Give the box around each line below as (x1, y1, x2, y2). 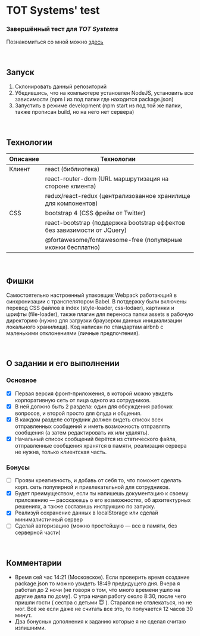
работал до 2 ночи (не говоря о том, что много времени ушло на (14, 587, 180, 594)
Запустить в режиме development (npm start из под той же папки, (14, 102, 183, 109)
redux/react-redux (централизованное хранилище (45, 192, 190, 200)
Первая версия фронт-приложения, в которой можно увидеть (14, 390, 174, 397)
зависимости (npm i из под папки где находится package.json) (14, 96, 174, 103)
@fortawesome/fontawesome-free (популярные (45, 236, 183, 244)
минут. (14, 612, 32, 619)
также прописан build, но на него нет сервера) (14, 108, 135, 116)
